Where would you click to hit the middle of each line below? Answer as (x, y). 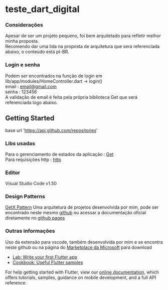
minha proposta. (22, 41)
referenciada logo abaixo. (32, 102)
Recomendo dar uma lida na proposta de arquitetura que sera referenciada (82, 47)
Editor (13, 173)
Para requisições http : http (33, 160)
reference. (16, 282)
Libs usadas (20, 143)
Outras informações (30, 231)
